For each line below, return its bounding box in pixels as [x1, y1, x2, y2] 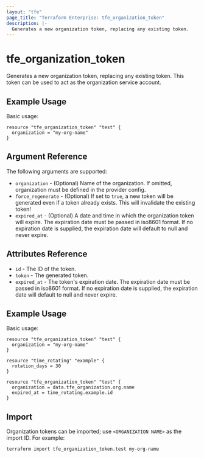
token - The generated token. [15, 272, 89, 279]
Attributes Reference [6, 249, 88, 259]
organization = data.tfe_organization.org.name [12, 384, 135, 390]
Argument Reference [6, 152, 88, 162]
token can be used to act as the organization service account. [6, 79, 161, 86]
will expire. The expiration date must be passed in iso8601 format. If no [15, 218, 194, 225]
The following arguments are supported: [6, 167, 108, 175]
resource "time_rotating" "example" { [6, 358, 105, 364]
